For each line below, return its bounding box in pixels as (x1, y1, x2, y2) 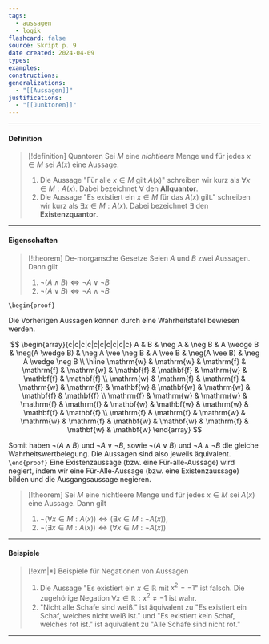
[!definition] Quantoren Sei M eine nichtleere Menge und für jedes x (27, 152, 251, 161)
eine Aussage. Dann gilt (27, 498, 106, 508)
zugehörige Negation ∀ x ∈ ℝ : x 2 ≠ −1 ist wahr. (39, 592, 198, 603)
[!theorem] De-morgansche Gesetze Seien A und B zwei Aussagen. (27, 253, 251, 263)
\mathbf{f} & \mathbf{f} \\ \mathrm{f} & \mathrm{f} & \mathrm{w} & (23, 407, 246, 417)
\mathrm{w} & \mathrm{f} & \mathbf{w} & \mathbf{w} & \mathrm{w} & (18, 382, 251, 391)
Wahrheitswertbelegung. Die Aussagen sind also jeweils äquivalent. (8, 448, 231, 458)
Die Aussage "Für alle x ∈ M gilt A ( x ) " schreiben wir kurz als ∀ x (39, 176, 251, 185)
